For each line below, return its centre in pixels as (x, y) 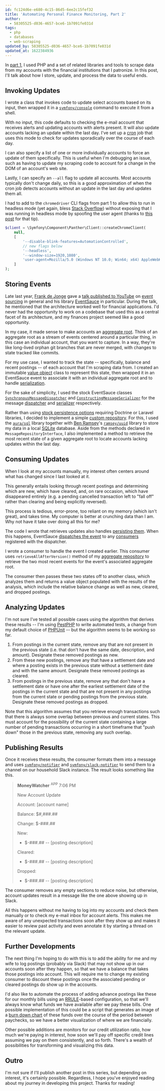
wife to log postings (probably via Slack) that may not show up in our (75, 963)
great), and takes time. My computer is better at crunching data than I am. (80, 516)
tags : (11, 28)
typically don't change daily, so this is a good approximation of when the (79, 183)
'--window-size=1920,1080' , (51, 255)
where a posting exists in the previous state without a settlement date (82, 665)
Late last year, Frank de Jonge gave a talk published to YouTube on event (79, 296)
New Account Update (39, 795)
